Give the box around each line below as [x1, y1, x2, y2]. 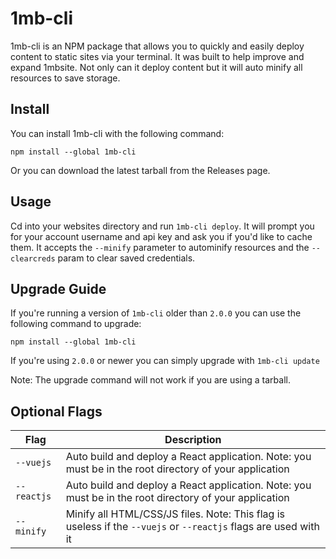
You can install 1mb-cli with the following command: [10, 127, 225, 139]
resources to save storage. [10, 72, 121, 84]
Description [164, 433, 222, 447]
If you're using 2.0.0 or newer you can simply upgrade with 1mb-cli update [10, 355, 320, 367]
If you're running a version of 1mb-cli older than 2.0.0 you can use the [10, 307, 302, 319]
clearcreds [10, 253, 56, 264]
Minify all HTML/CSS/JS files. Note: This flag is [65, 507, 286, 521]
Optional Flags [10, 403, 103, 420]
